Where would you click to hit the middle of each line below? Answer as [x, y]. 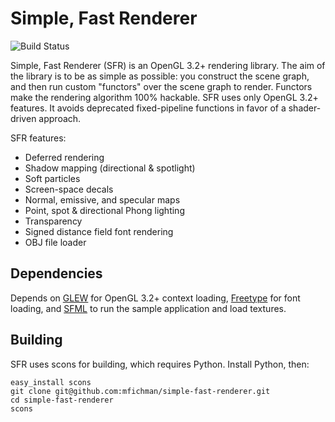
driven [23, 118]
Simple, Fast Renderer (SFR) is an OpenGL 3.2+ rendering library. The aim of [168, 65]
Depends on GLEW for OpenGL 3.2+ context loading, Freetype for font [155, 298]
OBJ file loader [55, 242]
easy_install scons [51, 382]
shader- [305, 108]
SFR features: [38, 138]
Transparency [53, 221]
